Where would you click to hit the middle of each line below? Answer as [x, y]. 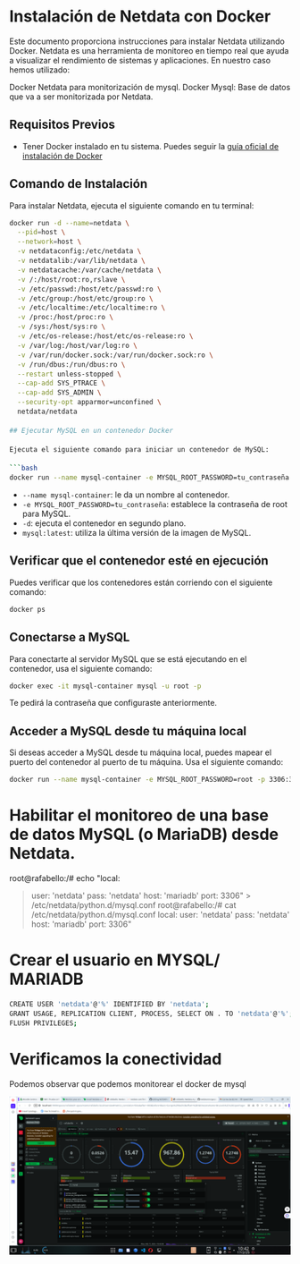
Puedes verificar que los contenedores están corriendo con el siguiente [141, 582]
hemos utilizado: [40, 70]
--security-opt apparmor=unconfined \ [90, 403]
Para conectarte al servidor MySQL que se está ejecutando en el [128, 658]
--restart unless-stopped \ [70, 374]
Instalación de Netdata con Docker [140, 17]
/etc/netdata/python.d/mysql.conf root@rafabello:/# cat [133, 905]
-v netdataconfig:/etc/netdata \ [79, 251]
